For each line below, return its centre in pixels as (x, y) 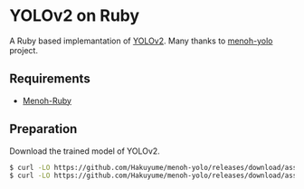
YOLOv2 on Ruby (75, 16)
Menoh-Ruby (47, 100)
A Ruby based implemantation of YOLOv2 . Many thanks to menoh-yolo (141, 41)
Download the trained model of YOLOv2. (85, 151)
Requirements (50, 79)
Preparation (43, 129)
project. (24, 50)
